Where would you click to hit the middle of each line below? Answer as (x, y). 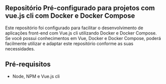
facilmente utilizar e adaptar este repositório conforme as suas (69, 43)
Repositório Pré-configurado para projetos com (80, 8)
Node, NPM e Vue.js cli (36, 76)
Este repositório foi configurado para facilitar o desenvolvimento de (74, 28)
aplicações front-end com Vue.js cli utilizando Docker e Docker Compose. (81, 33)
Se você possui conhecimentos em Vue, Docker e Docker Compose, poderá (83, 38)
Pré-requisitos (28, 64)
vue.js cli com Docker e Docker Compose (70, 16)
